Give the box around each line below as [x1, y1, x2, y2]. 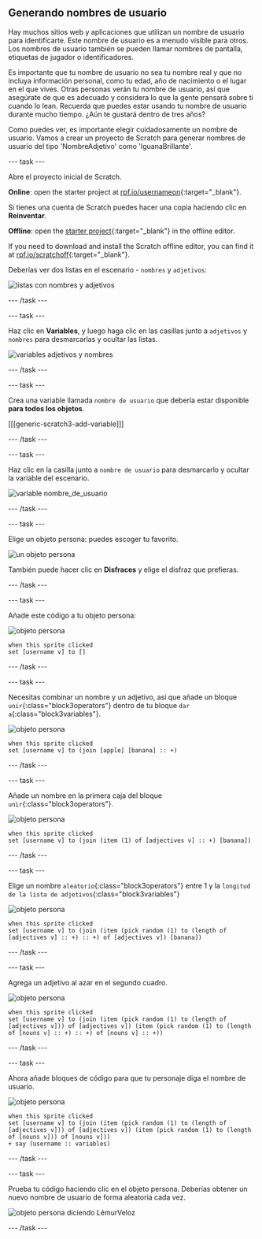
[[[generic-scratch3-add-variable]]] [8, 419, 124, 428]
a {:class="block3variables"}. [8, 709, 101, 718]
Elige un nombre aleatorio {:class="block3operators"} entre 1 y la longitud [8, 881, 251, 890]
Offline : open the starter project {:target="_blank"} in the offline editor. [8, 226, 235, 236]
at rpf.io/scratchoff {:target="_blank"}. [8, 250, 130, 259]
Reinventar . [8, 210, 47, 220]
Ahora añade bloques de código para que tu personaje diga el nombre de [8, 1073, 246, 1082]
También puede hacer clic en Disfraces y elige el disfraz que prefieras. [8, 565, 239, 574]
